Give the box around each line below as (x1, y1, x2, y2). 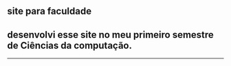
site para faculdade (7, 5, 91, 17)
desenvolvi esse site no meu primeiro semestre (7, 29, 214, 41)
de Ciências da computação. (7, 39, 133, 51)
